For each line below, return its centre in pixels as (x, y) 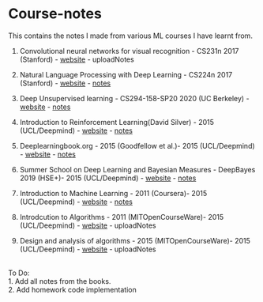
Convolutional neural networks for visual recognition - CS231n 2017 (129, 51)
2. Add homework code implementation (72, 289)
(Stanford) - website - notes (65, 83)
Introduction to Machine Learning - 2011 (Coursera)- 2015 (113, 193)
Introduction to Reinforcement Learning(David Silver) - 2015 (117, 122)
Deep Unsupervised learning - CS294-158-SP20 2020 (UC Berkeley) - (135, 98)
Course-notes (55, 14)
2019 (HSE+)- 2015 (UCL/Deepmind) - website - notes (108, 178)
